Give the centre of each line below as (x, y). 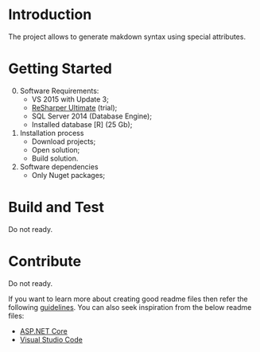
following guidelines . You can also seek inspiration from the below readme (130, 307)
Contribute (45, 261)
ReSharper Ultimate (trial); (74, 107)
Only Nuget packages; (68, 175)
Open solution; (56, 149)
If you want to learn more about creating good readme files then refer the (128, 299)
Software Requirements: (59, 91)
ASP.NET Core (43, 331)
